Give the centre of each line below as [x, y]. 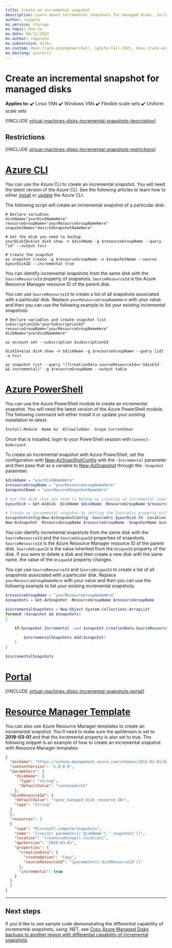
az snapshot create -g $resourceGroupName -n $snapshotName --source [81, 259]
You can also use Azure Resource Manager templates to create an [75, 726]
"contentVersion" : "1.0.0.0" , [42, 767]
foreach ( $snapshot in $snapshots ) [43, 614]
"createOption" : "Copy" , [50, 857]
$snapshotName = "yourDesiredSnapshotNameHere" [57, 490]
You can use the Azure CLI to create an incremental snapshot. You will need [85, 184]
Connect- [142, 440]
